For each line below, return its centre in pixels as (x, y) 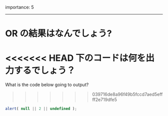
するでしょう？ (45, 70)
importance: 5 (19, 7)
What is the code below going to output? (47, 85)
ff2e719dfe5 (105, 100)
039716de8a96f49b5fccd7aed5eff (127, 95)
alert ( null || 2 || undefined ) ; (41, 109)
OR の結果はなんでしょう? (58, 34)
